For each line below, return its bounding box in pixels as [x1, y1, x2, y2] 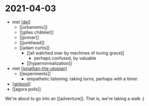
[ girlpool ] [12, 81, 31, 87]
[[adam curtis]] [19, 45, 50, 51]
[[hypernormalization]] [26, 60, 72, 66]
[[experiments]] [19, 71, 51, 76]
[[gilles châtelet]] [19, 29, 54, 35]
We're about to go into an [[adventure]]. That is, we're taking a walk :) [5, 95, 145, 101]
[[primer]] [19, 35, 39, 40]
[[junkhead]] [19, 39, 45, 45]
